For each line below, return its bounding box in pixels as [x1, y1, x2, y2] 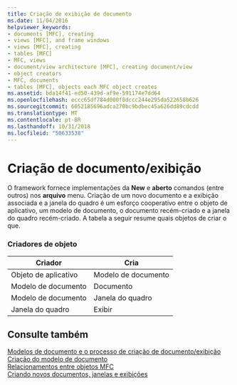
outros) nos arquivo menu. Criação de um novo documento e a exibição [7, 191, 219, 200]
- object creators [7, 70, 62, 77]
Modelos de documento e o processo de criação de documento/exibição [7, 347, 221, 356]
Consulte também [7, 329, 89, 340]
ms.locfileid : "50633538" [7, 130, 84, 137]
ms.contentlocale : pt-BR [7, 116, 81, 123]
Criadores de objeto [7, 239, 78, 249]
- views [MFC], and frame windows [7, 37, 110, 44]
